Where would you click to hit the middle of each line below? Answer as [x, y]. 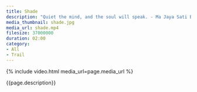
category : [18, 44]
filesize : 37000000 [30, 33]
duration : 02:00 [26, 38]
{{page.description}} [31, 83]
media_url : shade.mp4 [33, 28]
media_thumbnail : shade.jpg [40, 22]
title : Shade [22, 11]
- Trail [16, 55]
